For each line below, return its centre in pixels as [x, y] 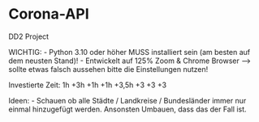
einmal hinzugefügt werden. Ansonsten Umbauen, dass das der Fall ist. [127, 109]
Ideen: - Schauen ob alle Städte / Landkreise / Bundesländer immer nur [127, 100]
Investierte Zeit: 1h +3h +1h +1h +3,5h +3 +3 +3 [88, 85]
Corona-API [49, 14]
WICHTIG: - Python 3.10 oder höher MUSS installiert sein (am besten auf [129, 52]
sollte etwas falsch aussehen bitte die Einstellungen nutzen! [108, 69]
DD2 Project [29, 36]
